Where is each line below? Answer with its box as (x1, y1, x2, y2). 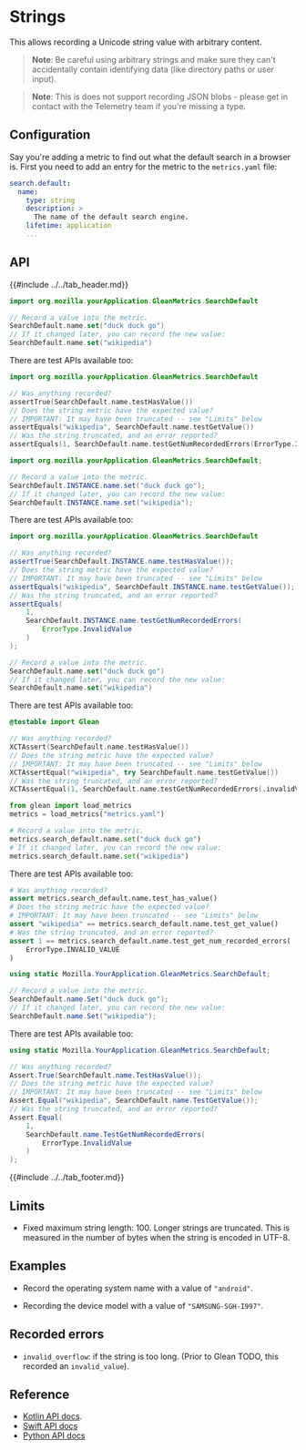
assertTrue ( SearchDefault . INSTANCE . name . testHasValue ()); (9, 557, 234, 567)
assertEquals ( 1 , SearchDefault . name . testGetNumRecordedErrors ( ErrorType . (9, 440, 296, 449)
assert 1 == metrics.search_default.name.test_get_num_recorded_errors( (9, 936, 291, 945)
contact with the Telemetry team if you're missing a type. (31, 100, 246, 111)
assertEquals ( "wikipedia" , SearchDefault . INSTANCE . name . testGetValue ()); (9, 582, 296, 591)
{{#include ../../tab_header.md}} (9, 279, 129, 290)
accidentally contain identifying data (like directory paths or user (31, 64, 275, 75)
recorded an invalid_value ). (22, 1360, 129, 1372)
